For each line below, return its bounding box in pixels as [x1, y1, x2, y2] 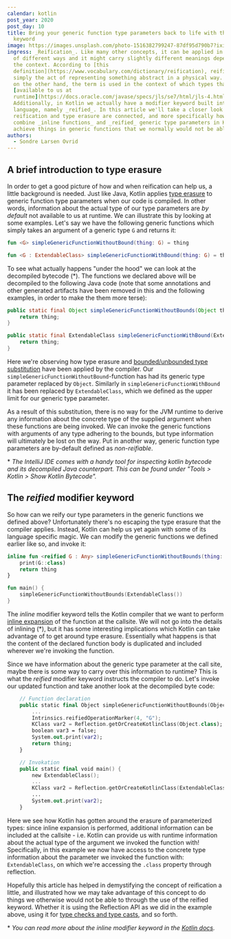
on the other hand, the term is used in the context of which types [13, 81, 214, 88]
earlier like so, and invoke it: [7, 539, 87, 548]
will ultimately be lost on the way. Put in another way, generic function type [7, 436, 220, 445]
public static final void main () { [19, 765, 122, 772]
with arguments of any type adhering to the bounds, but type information [7, 429, 214, 438]
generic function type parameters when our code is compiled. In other [7, 196, 206, 205]
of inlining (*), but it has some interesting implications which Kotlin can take [7, 625, 221, 633]
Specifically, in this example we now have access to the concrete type [7, 845, 206, 854]
